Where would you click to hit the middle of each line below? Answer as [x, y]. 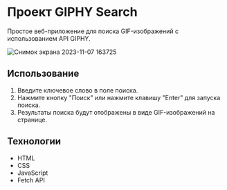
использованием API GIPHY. [49, 38]
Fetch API [31, 180]
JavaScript [33, 173]
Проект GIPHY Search [72, 12]
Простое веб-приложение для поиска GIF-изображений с [93, 31]
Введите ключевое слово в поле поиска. [78, 90]
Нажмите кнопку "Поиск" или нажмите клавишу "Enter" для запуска [119, 97]
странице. [32, 120]
